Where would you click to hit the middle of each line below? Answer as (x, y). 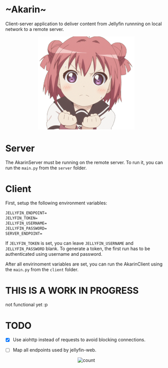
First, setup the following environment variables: (56, 203)
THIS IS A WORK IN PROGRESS (72, 291)
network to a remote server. (35, 29)
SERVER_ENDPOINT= (24, 234)
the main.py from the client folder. (42, 270)
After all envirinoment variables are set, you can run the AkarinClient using (84, 264)
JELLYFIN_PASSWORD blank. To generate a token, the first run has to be (78, 249)
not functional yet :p (26, 305)
